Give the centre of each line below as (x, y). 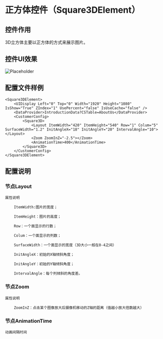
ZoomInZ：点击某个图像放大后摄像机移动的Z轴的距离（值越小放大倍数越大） (79, 308)
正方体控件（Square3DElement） (73, 10)
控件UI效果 (21, 59)
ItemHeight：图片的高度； (38, 217)
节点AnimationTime (29, 321)
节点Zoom (17, 287)
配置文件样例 (24, 88)
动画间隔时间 (16, 332)
